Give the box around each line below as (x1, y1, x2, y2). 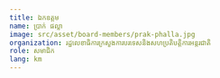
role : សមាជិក (9, 47, 56, 56)
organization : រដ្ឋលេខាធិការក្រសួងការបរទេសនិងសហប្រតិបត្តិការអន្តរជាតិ (9, 38, 212, 48)
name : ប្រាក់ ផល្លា (9, 22, 63, 30)
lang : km (9, 55, 42, 64)
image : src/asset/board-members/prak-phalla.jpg (9, 30, 196, 39)
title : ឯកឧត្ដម (9, 13, 60, 22)
